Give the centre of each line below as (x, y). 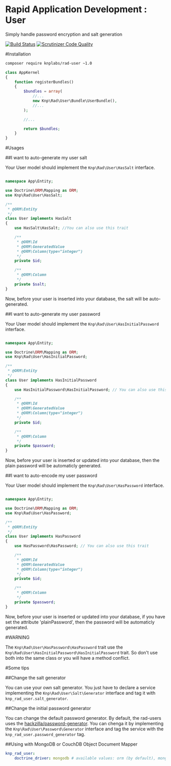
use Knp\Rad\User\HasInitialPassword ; (46, 357)
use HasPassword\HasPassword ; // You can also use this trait (82, 546)
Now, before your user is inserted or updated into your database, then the (82, 460)
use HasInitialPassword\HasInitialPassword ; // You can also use (85, 390)
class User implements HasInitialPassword (51, 380)
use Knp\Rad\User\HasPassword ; (38, 513)
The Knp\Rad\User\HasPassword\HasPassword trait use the (64, 647)
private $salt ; (31, 284)
